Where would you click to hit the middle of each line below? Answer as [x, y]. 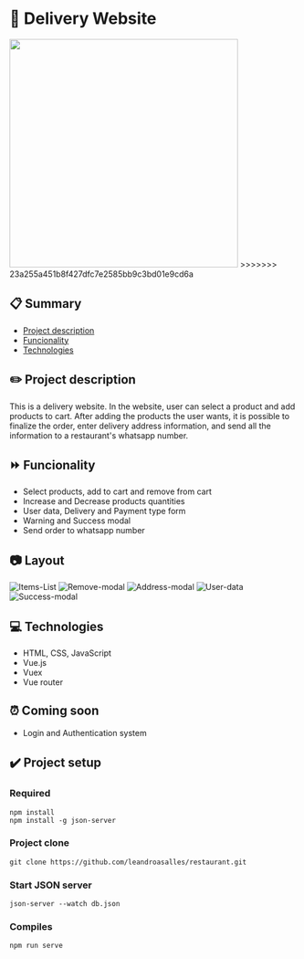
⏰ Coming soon [54, 711]
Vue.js [35, 663]
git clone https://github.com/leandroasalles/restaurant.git [128, 862]
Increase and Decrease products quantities [104, 501]
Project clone [40, 843]
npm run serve [37, 946]
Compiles [31, 927]
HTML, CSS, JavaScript [67, 653]
